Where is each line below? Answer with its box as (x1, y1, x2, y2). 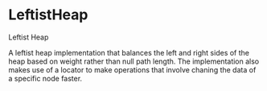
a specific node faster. (8, 73, 83, 83)
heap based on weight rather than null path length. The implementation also (8, 56, 260, 66)
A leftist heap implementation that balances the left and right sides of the (8, 48, 249, 57)
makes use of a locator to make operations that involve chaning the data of (8, 64, 257, 74)
